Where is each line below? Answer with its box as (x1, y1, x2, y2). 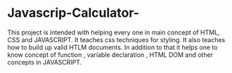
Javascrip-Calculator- (7, 5, 139, 21)
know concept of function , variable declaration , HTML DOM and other (7, 51, 213, 59)
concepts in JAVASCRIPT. (7, 58, 82, 66)
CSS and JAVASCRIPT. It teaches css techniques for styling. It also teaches (7, 35, 226, 44)
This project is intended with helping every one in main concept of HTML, (7, 28, 220, 36)
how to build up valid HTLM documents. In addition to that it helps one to (7, 43, 218, 51)
